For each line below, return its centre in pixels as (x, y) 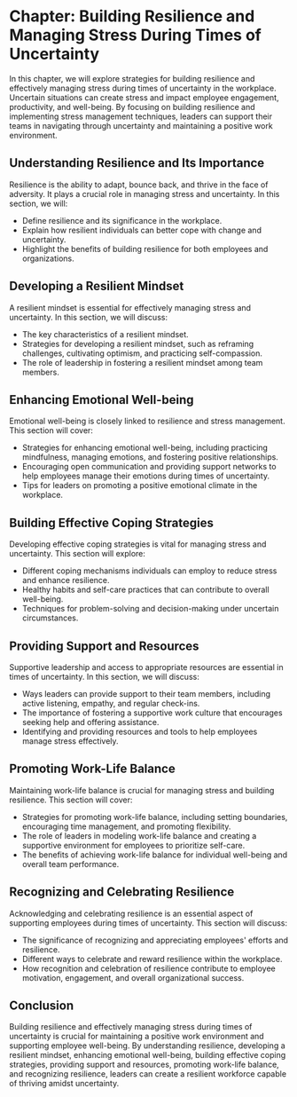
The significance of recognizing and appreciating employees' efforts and (155, 940)
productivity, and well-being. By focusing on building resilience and (132, 107)
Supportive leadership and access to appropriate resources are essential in (146, 667)
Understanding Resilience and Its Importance (137, 163)
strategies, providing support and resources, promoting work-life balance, (144, 1065)
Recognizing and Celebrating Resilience (122, 892)
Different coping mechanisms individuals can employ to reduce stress (149, 571)
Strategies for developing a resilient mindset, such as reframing (138, 343)
